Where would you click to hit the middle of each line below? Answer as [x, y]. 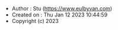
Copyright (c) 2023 [35, 21]
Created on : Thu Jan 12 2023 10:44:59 [60, 15]
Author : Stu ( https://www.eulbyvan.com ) [62, 9]
